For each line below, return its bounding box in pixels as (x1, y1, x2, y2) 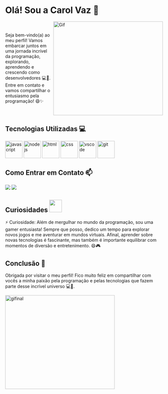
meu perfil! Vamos (5, 38, 43, 44)
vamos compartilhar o (5, 88, 50, 94)
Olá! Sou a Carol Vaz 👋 (5, 5, 99, 16)
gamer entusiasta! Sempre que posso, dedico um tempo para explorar (5, 226, 150, 232)
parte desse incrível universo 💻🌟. (5, 283, 75, 289)
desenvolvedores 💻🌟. (5, 75, 51, 81)
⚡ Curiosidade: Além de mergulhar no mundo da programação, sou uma (5, 219, 153, 225)
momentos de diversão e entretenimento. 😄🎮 (5, 243, 101, 249)
